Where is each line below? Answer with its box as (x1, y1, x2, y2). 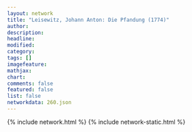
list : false (7, 93, 41, 100)
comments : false (7, 80, 53, 87)
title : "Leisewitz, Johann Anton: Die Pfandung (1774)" (7, 16, 169, 23)
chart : (7, 73, 26, 81)
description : (7, 29, 44, 36)
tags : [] (7, 55, 32, 62)
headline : (7, 36, 36, 42)
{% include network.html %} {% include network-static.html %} (7, 118, 186, 126)
